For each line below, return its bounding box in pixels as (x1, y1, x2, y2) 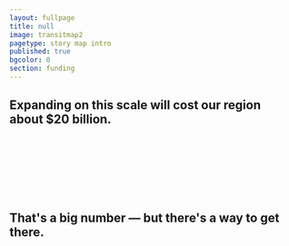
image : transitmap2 (9, 30, 84, 39)
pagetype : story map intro (9, 38, 112, 48)
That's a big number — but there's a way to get (9, 211, 280, 226)
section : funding (9, 64, 75, 74)
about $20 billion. (9, 112, 112, 127)
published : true (9, 47, 71, 56)
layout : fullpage (9, 13, 75, 23)
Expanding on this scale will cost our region (9, 97, 262, 113)
